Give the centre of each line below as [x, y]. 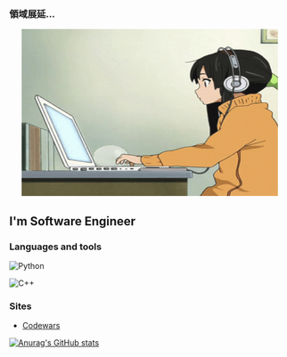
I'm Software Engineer [73, 221]
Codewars [41, 326]
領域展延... [32, 13]
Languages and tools [56, 247]
